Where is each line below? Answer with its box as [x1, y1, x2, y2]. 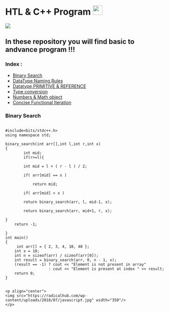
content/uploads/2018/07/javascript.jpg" [5, 297, 94, 303]
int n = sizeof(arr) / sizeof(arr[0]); [14, 253, 99, 258]
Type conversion [12, 88, 48, 94]
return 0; [14, 271, 36, 276]
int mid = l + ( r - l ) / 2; [23, 164, 87, 169]
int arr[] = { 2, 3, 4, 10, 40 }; [16, 244, 90, 249]
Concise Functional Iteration [12, 99, 72, 106]
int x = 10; [14, 248, 40, 253]
